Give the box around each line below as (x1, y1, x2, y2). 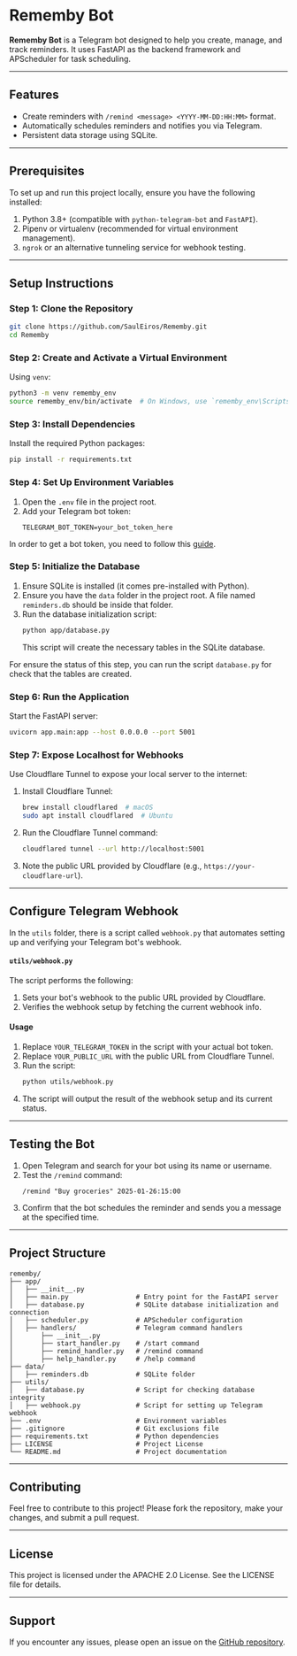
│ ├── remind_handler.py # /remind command (9, 1346, 203, 1355)
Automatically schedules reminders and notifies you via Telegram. (21, 120, 263, 131)
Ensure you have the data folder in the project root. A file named (21, 589, 255, 600)
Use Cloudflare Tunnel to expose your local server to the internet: (9, 769, 247, 780)
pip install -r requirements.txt (9, 455, 133, 465)
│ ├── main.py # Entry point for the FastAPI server (9, 1292, 278, 1301)
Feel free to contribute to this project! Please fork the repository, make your (9, 1503, 284, 1514)
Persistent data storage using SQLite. (21, 129, 158, 140)
